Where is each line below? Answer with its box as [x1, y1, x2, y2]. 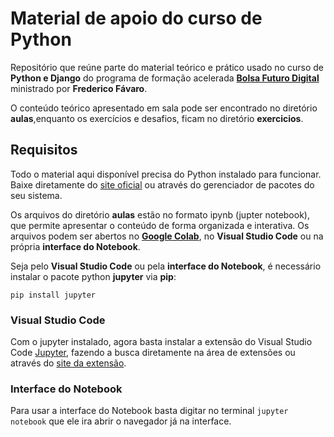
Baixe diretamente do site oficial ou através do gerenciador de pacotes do [10, 178, 315, 191]
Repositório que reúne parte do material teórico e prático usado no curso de [10, 61, 324, 73]
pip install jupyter [10, 290, 97, 300]
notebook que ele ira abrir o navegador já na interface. [10, 415, 232, 427]
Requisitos [10, 142, 78, 159]
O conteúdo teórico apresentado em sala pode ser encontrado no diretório [10, 102, 318, 114]
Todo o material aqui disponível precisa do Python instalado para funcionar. [10, 168, 322, 180]
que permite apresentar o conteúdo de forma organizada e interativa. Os [10, 219, 310, 231]
